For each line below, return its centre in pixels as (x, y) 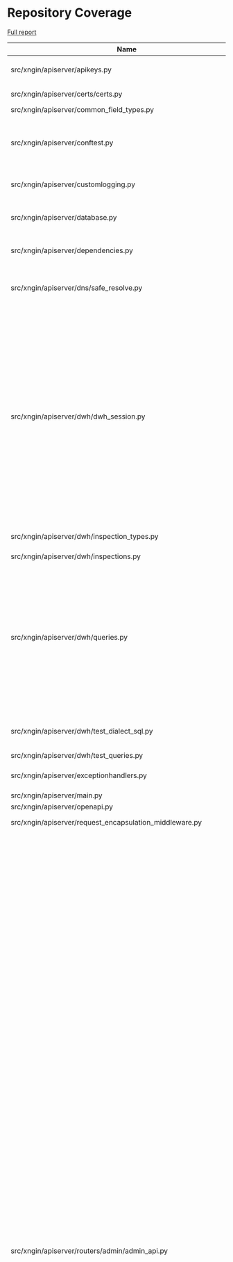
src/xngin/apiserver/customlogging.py (73, 184)
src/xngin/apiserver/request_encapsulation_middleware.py (106, 822)
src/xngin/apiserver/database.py (64, 217)
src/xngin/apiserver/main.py (57, 795)
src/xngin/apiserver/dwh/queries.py (69, 637)
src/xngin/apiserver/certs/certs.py (67, 94)
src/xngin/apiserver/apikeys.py (61, 70)
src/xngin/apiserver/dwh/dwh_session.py (78, 416)
